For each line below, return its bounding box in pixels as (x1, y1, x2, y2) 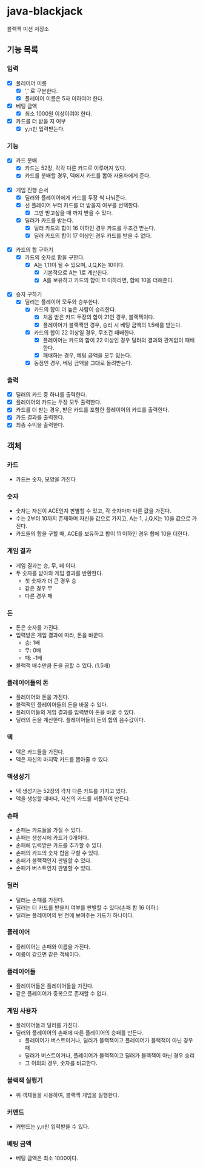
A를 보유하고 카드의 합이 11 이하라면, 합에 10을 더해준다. (42, 277, 175, 284)
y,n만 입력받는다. (24, 125, 65, 132)
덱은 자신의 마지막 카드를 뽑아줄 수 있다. (15, 755, 110, 763)
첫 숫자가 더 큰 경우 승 (24, 577, 77, 584)
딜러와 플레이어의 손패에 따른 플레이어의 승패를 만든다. (15, 1029, 144, 1036)
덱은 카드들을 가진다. (15, 748, 65, 755)
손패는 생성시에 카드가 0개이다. (15, 834, 89, 842)
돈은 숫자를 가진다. (15, 624, 60, 631)
